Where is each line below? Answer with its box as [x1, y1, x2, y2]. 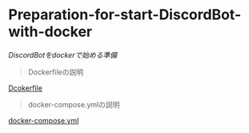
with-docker [8, 22, 93, 41]
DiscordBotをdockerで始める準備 [8, 50, 118, 59]
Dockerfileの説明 [27, 66, 84, 77]
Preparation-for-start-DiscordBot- [8, 6, 242, 24]
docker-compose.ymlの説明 [27, 99, 120, 109]
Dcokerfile [8, 83, 42, 93]
